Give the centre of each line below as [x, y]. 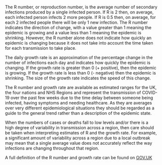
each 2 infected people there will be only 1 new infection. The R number [76, 22]
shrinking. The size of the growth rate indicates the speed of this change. [78, 78]
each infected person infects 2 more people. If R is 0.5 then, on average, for [81, 17]
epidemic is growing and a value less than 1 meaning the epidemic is [73, 33]
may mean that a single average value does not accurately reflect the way [79, 143]
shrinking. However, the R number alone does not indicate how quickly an [78, 38]
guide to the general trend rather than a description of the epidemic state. [78, 113]
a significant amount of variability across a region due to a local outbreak [78, 138]
